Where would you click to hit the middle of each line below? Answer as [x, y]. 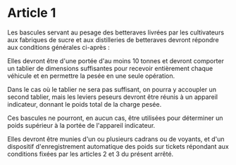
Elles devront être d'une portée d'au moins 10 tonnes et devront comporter [116, 60]
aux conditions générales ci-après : [59, 47]
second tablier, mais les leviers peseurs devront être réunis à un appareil [113, 97]
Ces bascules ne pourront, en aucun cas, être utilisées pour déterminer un [115, 118]
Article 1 [32, 13]
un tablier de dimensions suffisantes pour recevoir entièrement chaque [110, 68]
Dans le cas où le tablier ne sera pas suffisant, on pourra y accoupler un [112, 89]
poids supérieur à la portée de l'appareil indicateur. [81, 125]
